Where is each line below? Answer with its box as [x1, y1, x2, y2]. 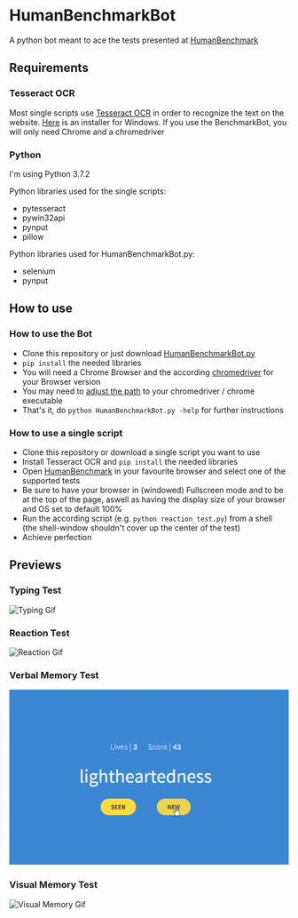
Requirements [9, 60, 89, 76]
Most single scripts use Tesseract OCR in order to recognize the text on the [9, 108, 285, 118]
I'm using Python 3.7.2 [9, 168, 90, 179]
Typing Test [9, 584, 62, 596]
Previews [9, 557, 62, 573]
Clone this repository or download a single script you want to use [21, 446, 261, 458]
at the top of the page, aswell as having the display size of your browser [21, 494, 286, 505]
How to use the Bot [9, 328, 93, 340]
